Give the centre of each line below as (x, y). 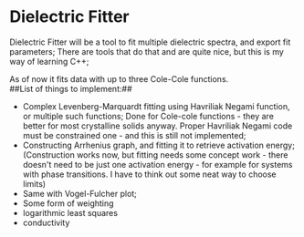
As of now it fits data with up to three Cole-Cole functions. (119, 78)
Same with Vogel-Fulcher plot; (79, 193)
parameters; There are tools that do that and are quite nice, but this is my (147, 51)
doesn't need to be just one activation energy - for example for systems (157, 164)
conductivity (46, 222)
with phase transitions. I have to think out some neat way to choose (149, 174)
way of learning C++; (49, 61)
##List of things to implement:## (71, 88)
